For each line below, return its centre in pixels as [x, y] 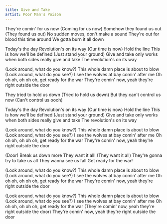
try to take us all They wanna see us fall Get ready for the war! [69, 160]
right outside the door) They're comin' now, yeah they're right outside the [81, 212]
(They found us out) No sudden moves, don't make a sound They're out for [82, 34]
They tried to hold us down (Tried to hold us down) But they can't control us [83, 95]
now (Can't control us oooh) [34, 100]
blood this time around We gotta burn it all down [55, 39]
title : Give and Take [28, 10]
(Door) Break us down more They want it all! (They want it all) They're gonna [84, 155]
